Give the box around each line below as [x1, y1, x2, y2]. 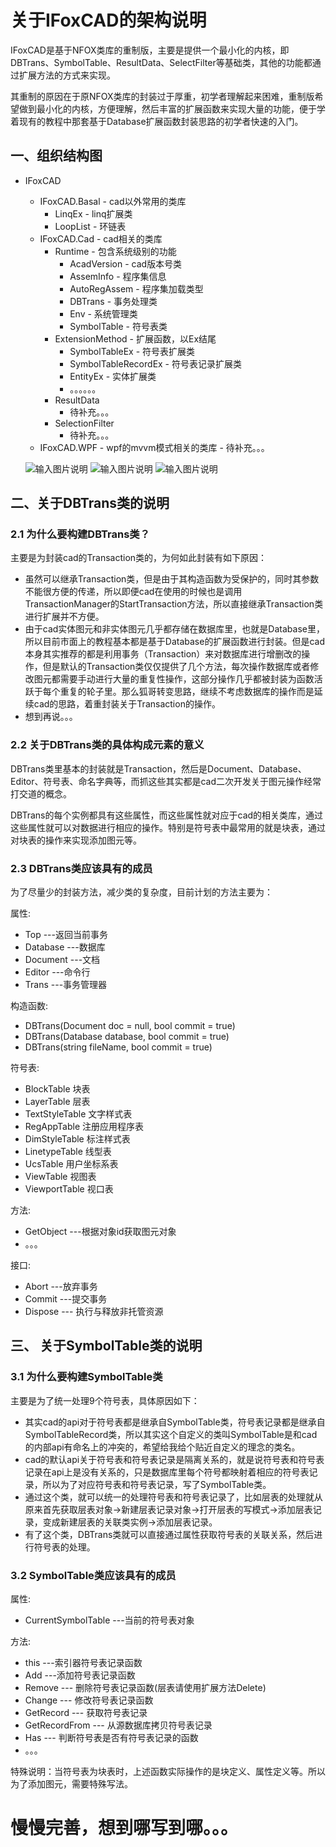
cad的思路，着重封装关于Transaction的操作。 [33, 698, 221, 710]
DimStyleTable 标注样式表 [24, 1133, 131, 1145]
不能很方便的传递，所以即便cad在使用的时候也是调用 [24, 586, 243, 598]
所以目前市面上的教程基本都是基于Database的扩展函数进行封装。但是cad [24, 636, 325, 648]
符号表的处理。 [33, 1541, 96, 1553]
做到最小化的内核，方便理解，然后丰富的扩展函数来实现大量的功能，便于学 [18, 102, 326, 115]
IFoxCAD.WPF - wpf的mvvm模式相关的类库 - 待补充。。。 [39, 441, 270, 453]
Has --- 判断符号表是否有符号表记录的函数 [24, 1732, 199, 1744]
